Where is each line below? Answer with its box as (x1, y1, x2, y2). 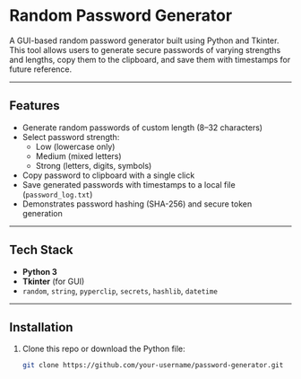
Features (9, 98, 60, 113)
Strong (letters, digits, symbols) (35, 160, 152, 171)
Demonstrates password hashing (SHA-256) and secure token (21, 198, 253, 209)
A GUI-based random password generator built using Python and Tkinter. (9, 35, 279, 46)
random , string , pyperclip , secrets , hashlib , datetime (21, 285, 218, 296)
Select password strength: (21, 131, 120, 142)
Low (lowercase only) (35, 141, 116, 152)
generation (21, 207, 63, 218)
